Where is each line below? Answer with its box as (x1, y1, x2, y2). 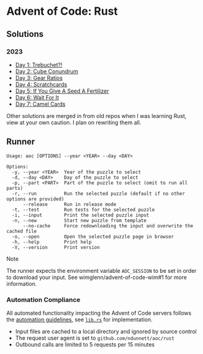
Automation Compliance (6, 295, 81, 304)
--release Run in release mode (22, 201, 117, 207)
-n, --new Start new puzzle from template (12, 217, 147, 224)
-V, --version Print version (12, 244, 100, 250)
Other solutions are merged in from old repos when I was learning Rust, (6, 112, 187, 119)
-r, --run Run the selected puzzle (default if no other (12, 191, 185, 197)
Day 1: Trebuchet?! (15, 61, 63, 68)
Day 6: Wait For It (15, 93, 59, 101)
